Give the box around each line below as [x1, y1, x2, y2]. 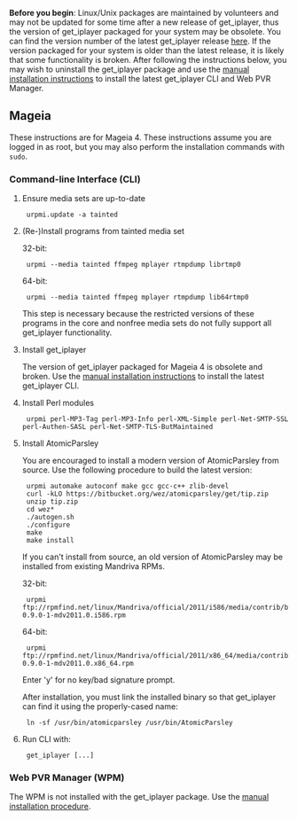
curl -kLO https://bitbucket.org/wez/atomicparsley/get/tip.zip [26, 489, 269, 499]
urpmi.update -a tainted [26, 210, 118, 220]
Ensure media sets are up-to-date [21, 193, 146, 204]
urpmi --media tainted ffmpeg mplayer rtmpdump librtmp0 [26, 261, 241, 269]
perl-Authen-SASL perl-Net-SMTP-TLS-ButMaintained [21, 423, 214, 432]
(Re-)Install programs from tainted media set [21, 226, 184, 237]
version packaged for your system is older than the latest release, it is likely [9, 45, 285, 56]
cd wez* [26, 505, 55, 514]
